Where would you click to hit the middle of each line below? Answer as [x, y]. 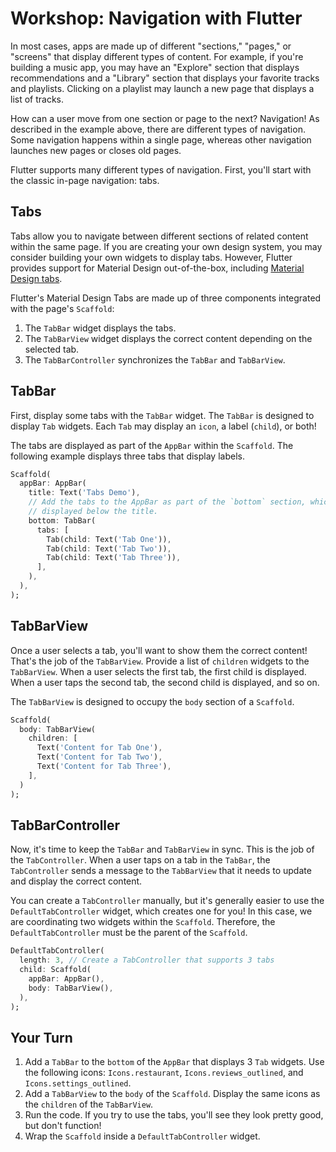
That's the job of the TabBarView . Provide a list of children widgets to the [160, 661]
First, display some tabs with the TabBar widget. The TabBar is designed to [162, 415]
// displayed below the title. [93, 512]
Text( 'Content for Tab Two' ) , [99, 757]
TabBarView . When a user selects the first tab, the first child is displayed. [158, 671]
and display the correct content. [76, 881]
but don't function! [63, 1126]
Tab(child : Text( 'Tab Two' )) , [109, 548]
